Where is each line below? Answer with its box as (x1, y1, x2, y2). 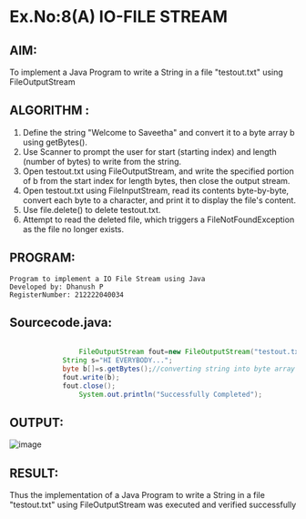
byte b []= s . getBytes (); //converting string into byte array (62, 364, 296, 374)
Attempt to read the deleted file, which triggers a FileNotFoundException (22, 214, 295, 225)
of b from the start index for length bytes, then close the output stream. (22, 175, 291, 186)
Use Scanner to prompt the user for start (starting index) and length (22, 146, 277, 157)
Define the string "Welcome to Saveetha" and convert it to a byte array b (22, 127, 295, 137)
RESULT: (9, 465, 59, 481)
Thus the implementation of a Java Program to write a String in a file (9, 490, 266, 501)
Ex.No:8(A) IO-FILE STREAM (9, 6, 228, 27)
